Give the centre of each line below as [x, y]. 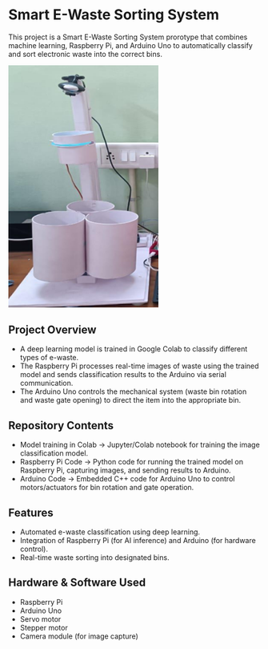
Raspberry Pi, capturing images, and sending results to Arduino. [125, 470]
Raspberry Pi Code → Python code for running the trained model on [132, 462]
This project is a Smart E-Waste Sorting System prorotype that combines [128, 37]
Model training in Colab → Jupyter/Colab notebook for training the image [140, 445]
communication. [46, 383]
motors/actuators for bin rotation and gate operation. [107, 488]
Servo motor [40, 619]
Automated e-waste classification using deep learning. [110, 532]
